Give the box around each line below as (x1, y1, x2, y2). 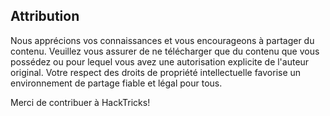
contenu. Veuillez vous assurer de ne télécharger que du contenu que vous (10, 45, 320, 57)
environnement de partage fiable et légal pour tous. (10, 77, 223, 89)
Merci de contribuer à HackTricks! (10, 96, 151, 108)
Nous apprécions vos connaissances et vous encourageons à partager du (10, 34, 315, 46)
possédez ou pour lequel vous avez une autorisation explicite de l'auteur (10, 55, 310, 68)
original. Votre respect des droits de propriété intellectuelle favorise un (10, 66, 302, 78)
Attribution (10, 8, 80, 25)
